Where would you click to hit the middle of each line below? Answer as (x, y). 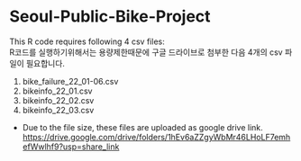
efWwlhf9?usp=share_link (71, 147)
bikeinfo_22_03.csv (58, 110)
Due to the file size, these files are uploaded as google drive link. (142, 127)
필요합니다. (46, 63)
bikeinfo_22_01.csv (57, 91)
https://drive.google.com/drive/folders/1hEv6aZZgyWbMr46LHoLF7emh (156, 137)
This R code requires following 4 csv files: (87, 41)
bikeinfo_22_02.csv (58, 100)
